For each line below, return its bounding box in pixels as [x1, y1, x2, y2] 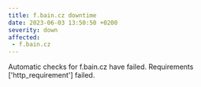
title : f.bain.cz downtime [8, 11, 97, 20]
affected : [8, 33, 41, 42]
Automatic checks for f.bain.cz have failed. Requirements [8, 62, 194, 71]
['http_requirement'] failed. [8, 71, 95, 80]
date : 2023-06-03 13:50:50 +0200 [8, 19, 118, 27]
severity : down [8, 26, 58, 34]
